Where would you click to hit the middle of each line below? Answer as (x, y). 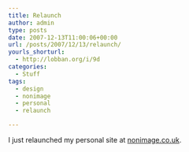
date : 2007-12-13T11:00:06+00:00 (63, 37)
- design (30, 89)
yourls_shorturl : (37, 52)
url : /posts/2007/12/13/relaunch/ (65, 45)
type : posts (28, 30)
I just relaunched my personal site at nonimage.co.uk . (95, 140)
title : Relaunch (35, 15)
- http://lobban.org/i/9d (58, 60)
